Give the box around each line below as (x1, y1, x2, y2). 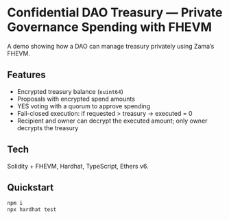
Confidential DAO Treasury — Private (7, 5, 223, 21)
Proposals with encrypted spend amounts (16, 95, 136, 103)
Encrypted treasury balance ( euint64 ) (16, 87, 123, 95)
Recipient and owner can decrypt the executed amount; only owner (16, 117, 208, 125)
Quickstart (7, 182, 54, 193)
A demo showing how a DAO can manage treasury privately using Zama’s (7, 42, 215, 50)
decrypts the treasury (16, 123, 79, 132)
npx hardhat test (7, 206, 57, 213)
